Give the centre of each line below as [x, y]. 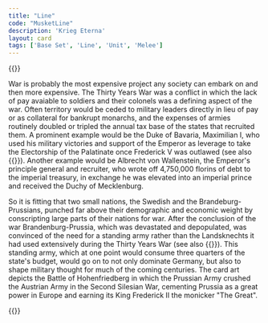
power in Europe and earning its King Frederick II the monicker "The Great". [133, 295]
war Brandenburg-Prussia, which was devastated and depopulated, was [128, 227]
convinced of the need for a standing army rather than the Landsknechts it [131, 236]
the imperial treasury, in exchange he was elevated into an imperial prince [130, 178]
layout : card [30, 38]
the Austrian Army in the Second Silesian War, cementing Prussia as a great [133, 287]
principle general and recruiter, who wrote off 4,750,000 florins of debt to [130, 169]
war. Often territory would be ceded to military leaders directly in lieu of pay [134, 110]
